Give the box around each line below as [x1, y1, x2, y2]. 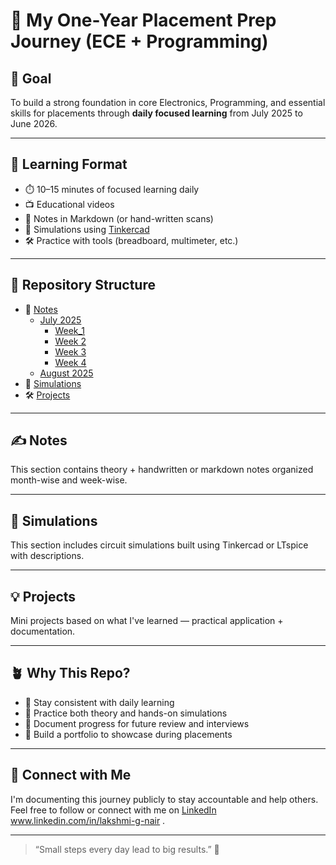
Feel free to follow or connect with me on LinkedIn [10, 804, 217, 816]
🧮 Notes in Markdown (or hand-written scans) [24, 212, 214, 224]
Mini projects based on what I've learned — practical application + [10, 615, 284, 627]
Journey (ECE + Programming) [10, 30, 269, 53]
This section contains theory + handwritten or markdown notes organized [10, 464, 314, 476]
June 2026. [10, 118, 58, 129]
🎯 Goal [10, 70, 52, 87]
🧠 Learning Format [10, 156, 128, 173]
